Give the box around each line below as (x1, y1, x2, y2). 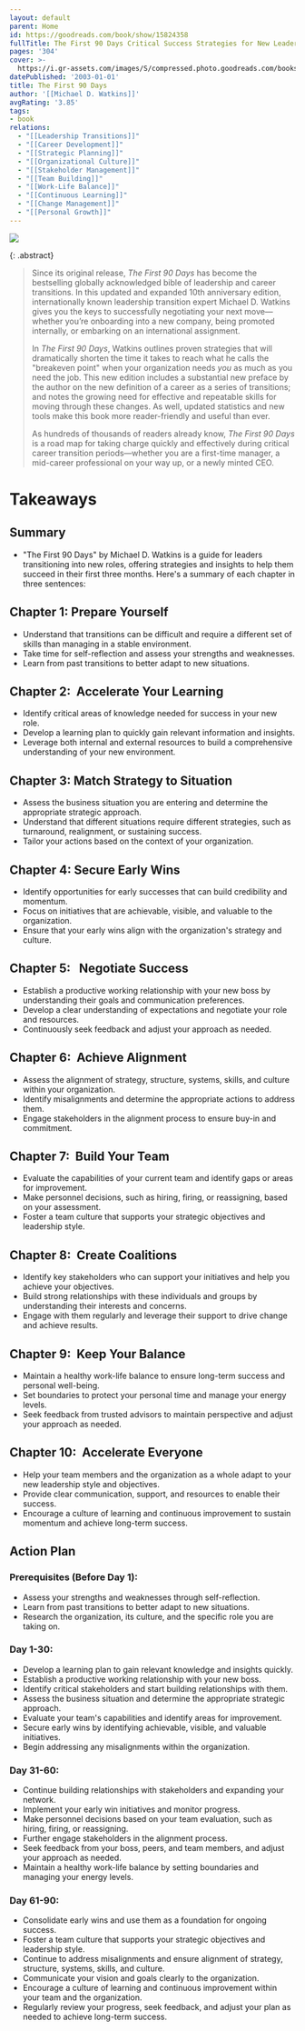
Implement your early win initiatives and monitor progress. (22, 1804, 241, 1815)
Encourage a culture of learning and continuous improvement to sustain (22, 1507, 291, 1518)
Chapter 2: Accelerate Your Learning (9, 684, 224, 699)
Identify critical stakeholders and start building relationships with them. (22, 1683, 289, 1694)
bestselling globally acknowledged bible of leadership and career (31, 276, 277, 287)
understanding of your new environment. (22, 746, 176, 757)
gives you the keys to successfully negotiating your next (31, 305, 243, 316)
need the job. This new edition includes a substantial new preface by (31, 372, 289, 383)
